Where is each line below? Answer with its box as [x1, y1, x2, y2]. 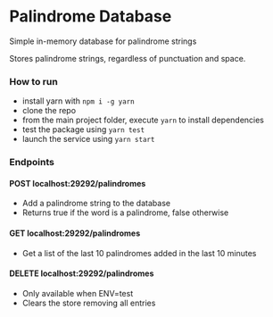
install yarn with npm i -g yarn [21, 96, 136, 106]
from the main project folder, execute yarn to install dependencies [21, 114, 265, 126]
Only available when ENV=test [21, 288, 134, 298]
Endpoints [9, 156, 55, 169]
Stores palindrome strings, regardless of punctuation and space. [9, 53, 246, 63]
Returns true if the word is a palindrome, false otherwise [21, 207, 229, 218]
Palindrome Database [9, 6, 172, 27]
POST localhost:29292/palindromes [9, 178, 146, 188]
